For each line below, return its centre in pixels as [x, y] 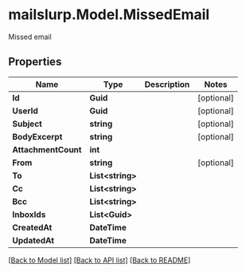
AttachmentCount [47, 149]
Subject [27, 124]
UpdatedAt [33, 240]
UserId [25, 111]
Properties [35, 62]
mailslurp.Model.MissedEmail [109, 15]
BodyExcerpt [37, 136]
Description [167, 84]
